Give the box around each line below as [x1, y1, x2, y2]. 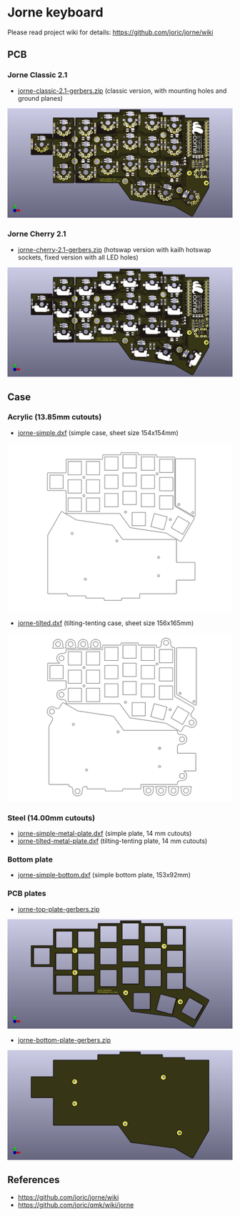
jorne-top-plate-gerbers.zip [17, 904, 100, 913]
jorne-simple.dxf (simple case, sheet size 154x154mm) [17, 428, 179, 437]
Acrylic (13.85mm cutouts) [7, 412, 102, 422]
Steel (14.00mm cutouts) [7, 812, 95, 822]
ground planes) [17, 94, 63, 102]
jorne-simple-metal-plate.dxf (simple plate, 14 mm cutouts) [17, 829, 192, 838]
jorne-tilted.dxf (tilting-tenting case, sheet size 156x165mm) [17, 619, 194, 627]
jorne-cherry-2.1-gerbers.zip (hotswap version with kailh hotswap [17, 245, 211, 254]
